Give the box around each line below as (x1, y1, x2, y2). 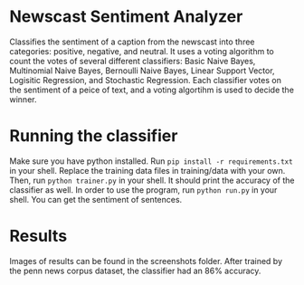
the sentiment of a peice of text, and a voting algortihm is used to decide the (9, 84, 294, 95)
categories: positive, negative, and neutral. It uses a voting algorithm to (9, 45, 274, 56)
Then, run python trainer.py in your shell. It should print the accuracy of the (9, 175, 295, 185)
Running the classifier (9, 126, 178, 147)
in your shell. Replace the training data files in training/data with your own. (9, 165, 286, 176)
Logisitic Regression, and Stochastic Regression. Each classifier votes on (9, 74, 282, 85)
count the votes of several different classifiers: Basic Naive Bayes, (9, 55, 256, 66)
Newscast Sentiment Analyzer (9, 6, 243, 27)
